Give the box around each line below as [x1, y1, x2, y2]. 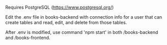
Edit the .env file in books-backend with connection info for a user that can [5, 14, 162, 20]
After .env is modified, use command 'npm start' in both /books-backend [5, 29, 158, 35]
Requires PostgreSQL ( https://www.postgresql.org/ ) [5, 5, 114, 10]
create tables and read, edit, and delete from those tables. [5, 20, 127, 25]
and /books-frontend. [5, 35, 50, 40]
